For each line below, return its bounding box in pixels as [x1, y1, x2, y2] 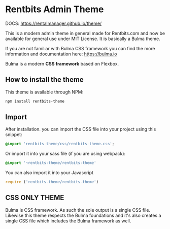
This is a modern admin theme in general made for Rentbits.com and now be [5, 30, 165, 36]
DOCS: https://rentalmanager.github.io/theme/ [5, 20, 102, 26]
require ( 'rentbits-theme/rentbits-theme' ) [5, 179, 99, 185]
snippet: [5, 132, 22, 138]
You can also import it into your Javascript [5, 170, 94, 176]
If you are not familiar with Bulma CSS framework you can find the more [5, 45, 156, 51]
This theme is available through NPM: [5, 89, 84, 95]
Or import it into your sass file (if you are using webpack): [5, 151, 126, 157]
